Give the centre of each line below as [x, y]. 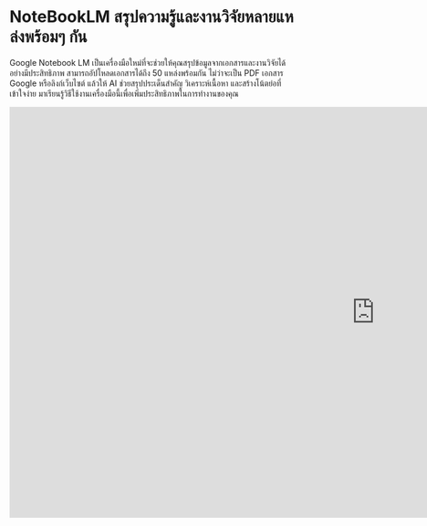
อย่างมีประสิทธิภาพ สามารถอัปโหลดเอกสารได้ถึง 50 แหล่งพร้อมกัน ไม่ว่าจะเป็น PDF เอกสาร [146, 73]
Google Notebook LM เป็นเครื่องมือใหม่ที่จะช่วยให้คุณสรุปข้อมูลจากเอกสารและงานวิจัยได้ [148, 62]
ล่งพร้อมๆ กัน [48, 37]
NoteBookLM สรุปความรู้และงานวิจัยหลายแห [151, 17]
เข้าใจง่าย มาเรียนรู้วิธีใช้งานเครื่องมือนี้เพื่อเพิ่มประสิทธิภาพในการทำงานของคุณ [124, 93]
